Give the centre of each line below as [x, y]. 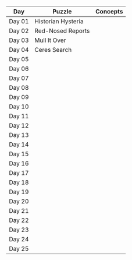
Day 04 [19, 50]
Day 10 [19, 106]
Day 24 [19, 239]
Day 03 [19, 40]
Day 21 [19, 211]
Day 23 [19, 230]
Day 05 [19, 59]
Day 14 [19, 144]
